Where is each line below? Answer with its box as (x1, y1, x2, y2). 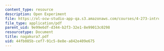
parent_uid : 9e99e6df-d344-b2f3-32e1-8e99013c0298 (5, 25, 110, 30)
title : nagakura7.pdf (5, 34, 49, 39)
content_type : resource (5, 7, 54, 12)
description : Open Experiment (5, 12, 67, 17)
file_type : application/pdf (5, 20, 62, 26)
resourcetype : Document (5, 30, 54, 34)
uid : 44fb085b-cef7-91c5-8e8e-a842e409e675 (5, 39, 95, 44)
